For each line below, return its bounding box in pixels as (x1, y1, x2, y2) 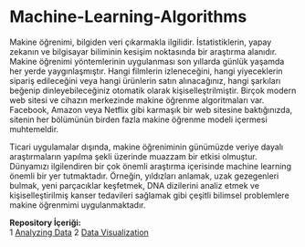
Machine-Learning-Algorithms (9, 6, 247, 27)
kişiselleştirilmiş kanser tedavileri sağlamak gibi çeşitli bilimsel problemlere (9, 190, 289, 201)
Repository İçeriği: (9, 217, 82, 228)
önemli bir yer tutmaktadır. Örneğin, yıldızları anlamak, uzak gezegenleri (9, 170, 279, 181)
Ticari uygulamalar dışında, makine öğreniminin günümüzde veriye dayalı (9, 141, 284, 152)
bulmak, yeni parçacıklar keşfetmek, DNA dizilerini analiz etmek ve (9, 180, 260, 190)
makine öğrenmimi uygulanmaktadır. (9, 199, 146, 211)
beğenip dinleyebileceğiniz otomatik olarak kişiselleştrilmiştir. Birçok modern (9, 85, 297, 96)
